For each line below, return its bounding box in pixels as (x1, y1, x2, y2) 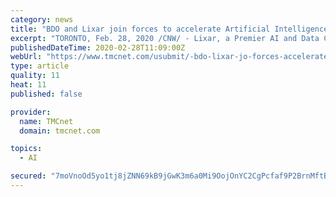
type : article (10, 61, 70, 71)
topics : (10, 144, 43, 154)
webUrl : (10, 52, 43, 62)
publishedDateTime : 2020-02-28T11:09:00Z (10, 42, 186, 53)
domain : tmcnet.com (19, 126, 101, 136)
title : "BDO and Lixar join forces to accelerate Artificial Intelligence (10, 24, 329, 34)
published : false (10, 89, 83, 99)
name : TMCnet (19, 116, 74, 126)
